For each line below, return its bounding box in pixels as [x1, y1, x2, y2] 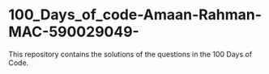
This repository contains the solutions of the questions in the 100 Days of [8, 49, 253, 59]
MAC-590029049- [8, 23, 139, 41]
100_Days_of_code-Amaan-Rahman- [8, 6, 262, 24]
